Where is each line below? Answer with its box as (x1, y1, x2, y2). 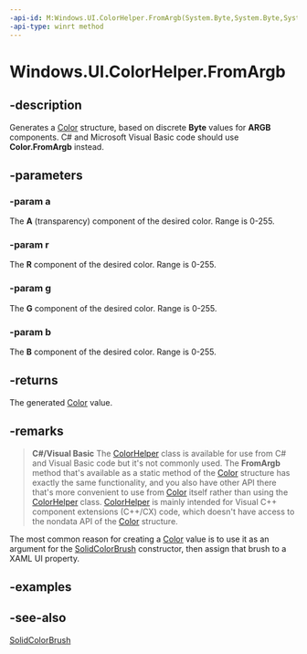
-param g (9, 282, 52, 295)
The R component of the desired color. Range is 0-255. (9, 259, 217, 270)
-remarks (9, 424, 64, 439)
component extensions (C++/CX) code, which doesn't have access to (31, 506, 295, 517)
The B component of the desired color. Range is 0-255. (9, 346, 217, 357)
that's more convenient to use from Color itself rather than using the (31, 486, 289, 498)
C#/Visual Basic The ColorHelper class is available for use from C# (31, 448, 287, 459)
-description (9, 98, 82, 113)
